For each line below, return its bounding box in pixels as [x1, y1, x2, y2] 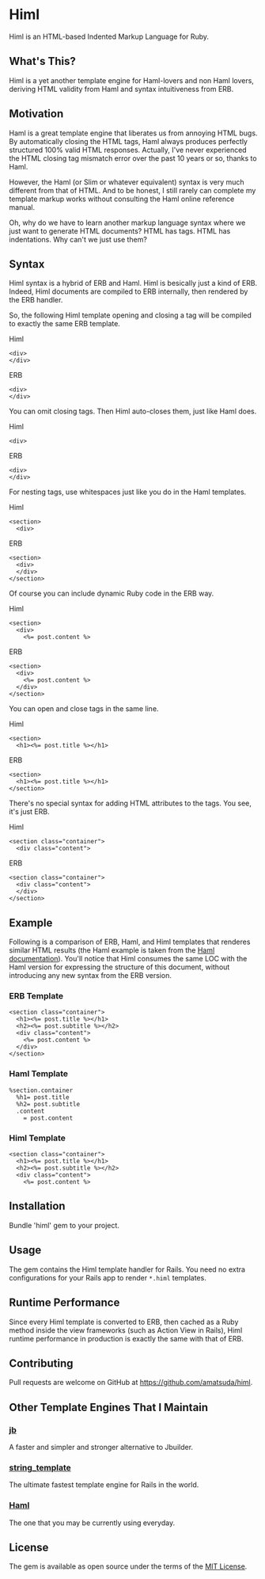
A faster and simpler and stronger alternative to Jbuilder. [9, 1443, 193, 1452]
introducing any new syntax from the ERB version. [9, 971, 172, 980]
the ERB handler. [9, 295, 63, 305]
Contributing [9, 1356, 74, 1370]
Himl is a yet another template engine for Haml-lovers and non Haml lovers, [9, 75, 254, 85]
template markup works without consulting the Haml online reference [9, 194, 235, 204]
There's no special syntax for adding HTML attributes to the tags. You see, [9, 798, 252, 809]
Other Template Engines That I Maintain [9, 1400, 209, 1414]
